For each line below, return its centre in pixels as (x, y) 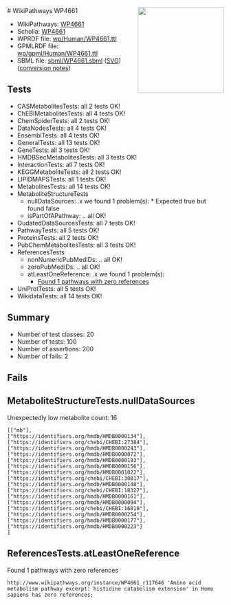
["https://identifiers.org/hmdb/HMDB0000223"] (75, 526)
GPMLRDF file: (38, 46)
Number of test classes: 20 (55, 334)
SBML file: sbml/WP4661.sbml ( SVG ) (69, 60)
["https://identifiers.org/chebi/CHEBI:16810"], (78, 508)
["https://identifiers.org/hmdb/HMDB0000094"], (77, 502)
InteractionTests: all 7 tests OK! (61, 164)
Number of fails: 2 (43, 356)
